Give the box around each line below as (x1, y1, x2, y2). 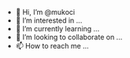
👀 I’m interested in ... (15, 16, 83, 25)
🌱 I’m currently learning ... (15, 24, 100, 33)
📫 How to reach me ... (15, 42, 89, 50)
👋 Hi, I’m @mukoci (15, 8, 76, 16)
